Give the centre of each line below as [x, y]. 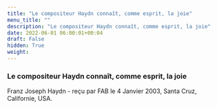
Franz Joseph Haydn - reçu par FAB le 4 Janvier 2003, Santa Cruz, [102, 91]
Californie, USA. [30, 99]
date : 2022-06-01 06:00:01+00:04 [55, 33]
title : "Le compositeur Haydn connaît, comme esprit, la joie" [100, 13]
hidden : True [26, 46]
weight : [18, 52]
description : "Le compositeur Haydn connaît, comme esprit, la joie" [109, 26]
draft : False [26, 39]
